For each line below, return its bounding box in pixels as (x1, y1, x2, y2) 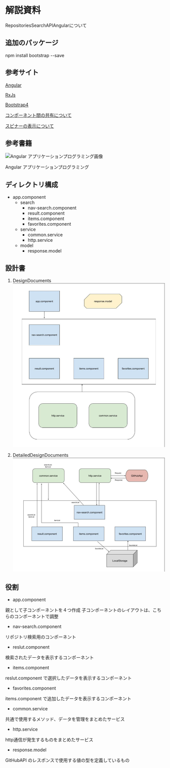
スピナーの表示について (5, 122, 54, 129)
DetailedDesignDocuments (12, 452, 69, 458)
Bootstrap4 (5, 102, 29, 108)
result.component (27, 210, 65, 217)
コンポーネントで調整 (14, 613, 59, 620)
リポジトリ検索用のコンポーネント (5, 634, 76, 640)
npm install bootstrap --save (5, 52, 65, 58)
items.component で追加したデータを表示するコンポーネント (5, 696, 132, 702)
